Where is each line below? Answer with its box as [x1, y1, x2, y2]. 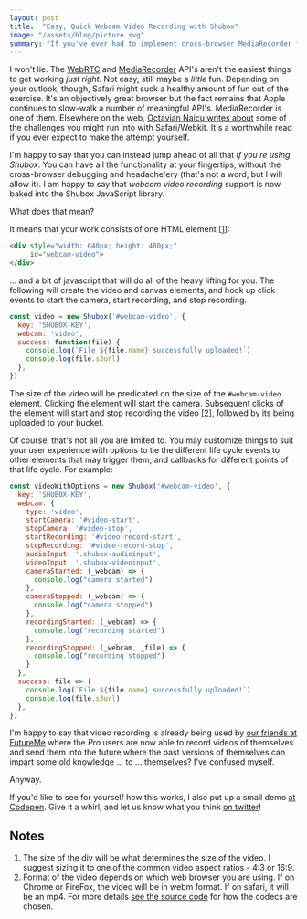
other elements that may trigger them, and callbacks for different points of [9, 454, 289, 465]
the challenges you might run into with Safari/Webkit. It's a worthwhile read [9, 122, 292, 133]
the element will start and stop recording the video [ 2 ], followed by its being [9, 407, 295, 418]
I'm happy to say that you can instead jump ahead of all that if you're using [9, 150, 291, 161]
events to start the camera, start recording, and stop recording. [9, 294, 248, 305]
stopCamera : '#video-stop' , [26, 524, 132, 533]
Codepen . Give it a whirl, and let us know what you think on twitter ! [9, 801, 262, 813]
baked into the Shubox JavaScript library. [9, 188, 165, 199]
